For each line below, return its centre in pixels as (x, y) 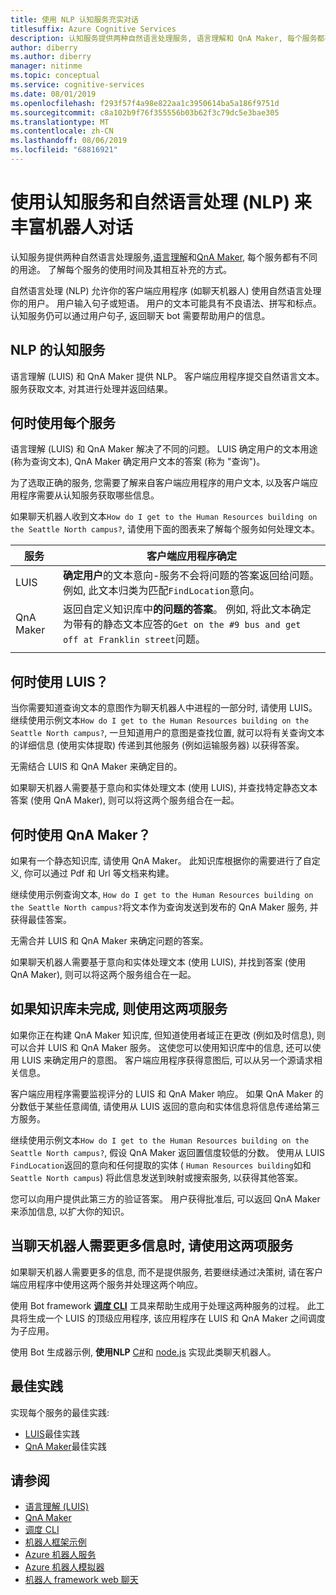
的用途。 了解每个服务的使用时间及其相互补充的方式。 (121, 269)
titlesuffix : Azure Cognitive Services (93, 29)
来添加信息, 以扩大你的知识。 (70, 1211)
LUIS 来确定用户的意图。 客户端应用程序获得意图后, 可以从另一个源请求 (167, 1060)
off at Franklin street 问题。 (134, 639)
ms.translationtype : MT (60, 122)
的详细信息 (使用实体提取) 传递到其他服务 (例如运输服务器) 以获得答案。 (157, 745)
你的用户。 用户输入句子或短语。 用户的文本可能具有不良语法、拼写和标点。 (166, 303)
